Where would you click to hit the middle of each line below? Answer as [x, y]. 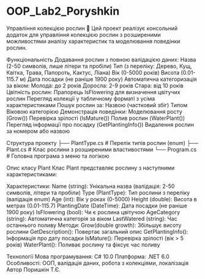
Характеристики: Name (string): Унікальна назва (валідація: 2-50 [91, 186]
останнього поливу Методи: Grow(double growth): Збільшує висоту [94, 225]
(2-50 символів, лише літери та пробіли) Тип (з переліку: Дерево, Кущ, [99, 66]
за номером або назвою [38, 131]
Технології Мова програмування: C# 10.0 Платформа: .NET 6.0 [88, 256]
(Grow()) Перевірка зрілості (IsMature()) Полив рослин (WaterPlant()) [96, 118]
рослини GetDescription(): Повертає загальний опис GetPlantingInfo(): [97, 231]
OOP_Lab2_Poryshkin [63, 11]
